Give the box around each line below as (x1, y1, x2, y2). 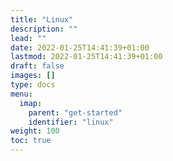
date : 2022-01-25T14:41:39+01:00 (10, 42, 150, 53)
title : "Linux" (10, 14, 74, 25)
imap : (19, 98, 43, 108)
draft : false (10, 61, 65, 71)
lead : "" (10, 33, 47, 43)
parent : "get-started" (28, 107, 123, 118)
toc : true (10, 136, 52, 146)
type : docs (10, 80, 56, 90)
